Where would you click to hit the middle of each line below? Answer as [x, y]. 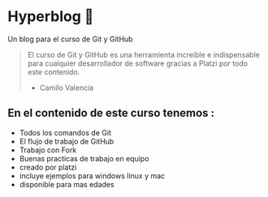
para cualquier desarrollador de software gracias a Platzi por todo [138, 63]
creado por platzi [48, 167]
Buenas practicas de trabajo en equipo [84, 158]
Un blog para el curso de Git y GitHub [70, 39]
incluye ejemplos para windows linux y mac [92, 176]
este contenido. [54, 71]
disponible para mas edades [67, 184]
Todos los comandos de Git [65, 132]
